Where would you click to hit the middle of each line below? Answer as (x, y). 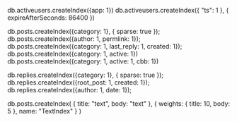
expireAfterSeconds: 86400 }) (51, 18)
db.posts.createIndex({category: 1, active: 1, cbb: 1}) (83, 61)
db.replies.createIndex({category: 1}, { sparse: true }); (86, 75)
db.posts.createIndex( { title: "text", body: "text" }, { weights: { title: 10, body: (119, 104)
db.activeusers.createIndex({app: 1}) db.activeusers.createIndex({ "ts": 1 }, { (118, 10)
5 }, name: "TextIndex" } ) (45, 111)
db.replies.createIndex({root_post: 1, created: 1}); (79, 83)
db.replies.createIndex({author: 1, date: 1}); (70, 90)
